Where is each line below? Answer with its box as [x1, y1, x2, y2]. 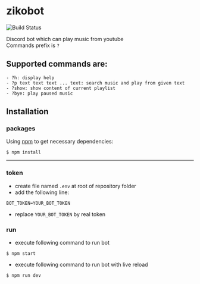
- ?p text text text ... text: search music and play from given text [6, 80, 185, 86]
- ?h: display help [6, 74, 55, 81]
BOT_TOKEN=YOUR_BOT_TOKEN [6, 200, 70, 206]
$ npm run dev [6, 273, 42, 279]
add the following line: [14, 189, 70, 196]
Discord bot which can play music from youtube [6, 35, 124, 42]
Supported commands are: [6, 59, 108, 69]
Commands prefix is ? [6, 42, 60, 49]
